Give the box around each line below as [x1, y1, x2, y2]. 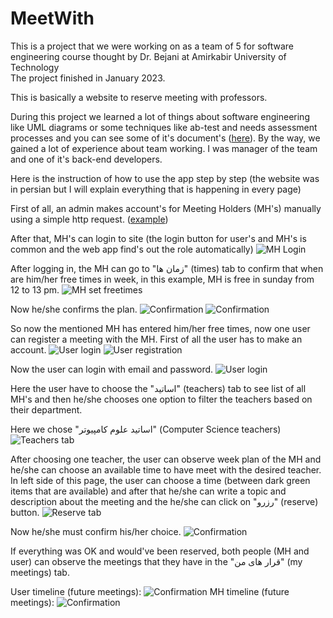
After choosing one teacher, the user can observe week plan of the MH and [10, 453, 322, 465]
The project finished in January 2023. [10, 72, 166, 84]
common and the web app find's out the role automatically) [10, 243, 254, 255]
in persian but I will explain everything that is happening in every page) [10, 183, 302, 195]
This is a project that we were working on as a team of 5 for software [10, 40, 294, 52]
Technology [10, 61, 60, 73]
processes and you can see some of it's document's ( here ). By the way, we [10, 132, 321, 144]
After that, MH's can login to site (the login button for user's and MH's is [10, 232, 307, 244]
